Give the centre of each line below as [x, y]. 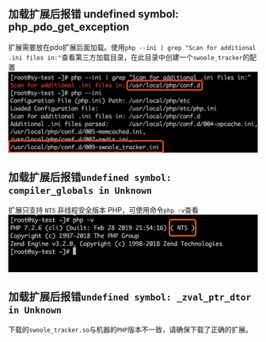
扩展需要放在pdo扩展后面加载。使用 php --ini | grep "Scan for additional [132, 47]
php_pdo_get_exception [69, 27]
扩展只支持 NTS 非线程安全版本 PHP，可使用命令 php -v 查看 [104, 210]
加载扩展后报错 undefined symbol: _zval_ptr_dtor [130, 296]
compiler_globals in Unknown [80, 190]
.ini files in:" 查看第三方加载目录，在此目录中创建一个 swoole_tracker [125, 57]
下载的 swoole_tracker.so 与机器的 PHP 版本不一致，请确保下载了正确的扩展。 [131, 330]
